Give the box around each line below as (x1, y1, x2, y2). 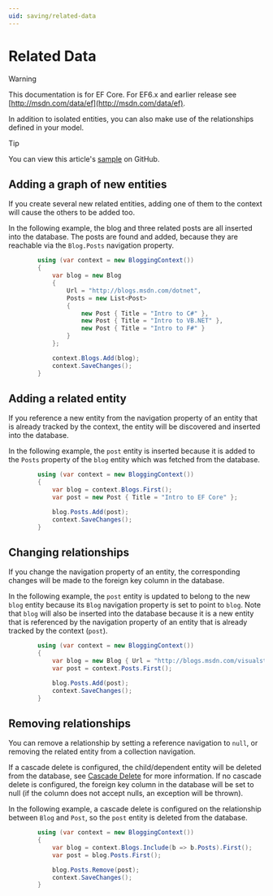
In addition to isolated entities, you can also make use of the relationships (8, 114, 254, 123)
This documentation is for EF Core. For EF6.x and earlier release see (8, 89, 237, 99)
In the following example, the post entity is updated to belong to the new (8, 591, 250, 601)
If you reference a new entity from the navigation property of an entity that (8, 413, 258, 423)
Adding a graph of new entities (8, 177, 167, 191)
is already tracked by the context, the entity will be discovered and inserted (8, 422, 261, 431)
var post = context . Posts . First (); (51, 664, 173, 673)
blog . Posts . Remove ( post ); (51, 866, 140, 874)
